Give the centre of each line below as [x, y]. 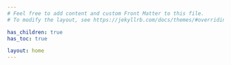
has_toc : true [27, 38]
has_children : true [35, 32]
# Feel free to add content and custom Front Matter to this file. [106, 13]
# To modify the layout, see [49, 20]
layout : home [26, 51]
